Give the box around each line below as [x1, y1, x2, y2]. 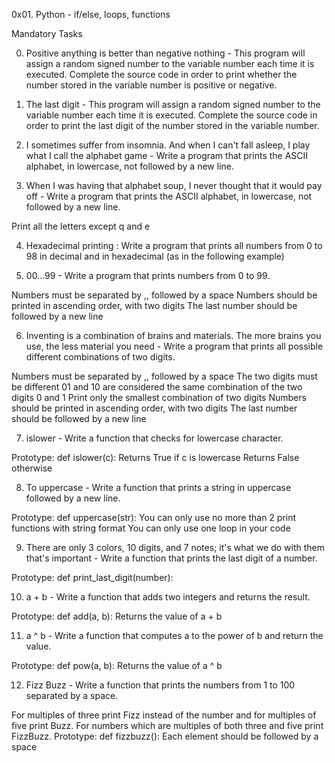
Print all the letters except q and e [11, 220, 151, 232]
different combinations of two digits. [25, 351, 176, 363]
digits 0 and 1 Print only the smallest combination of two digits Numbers [11, 392, 307, 403]
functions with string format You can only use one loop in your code [11, 522, 291, 534]
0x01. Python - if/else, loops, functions [11, 9, 171, 20]
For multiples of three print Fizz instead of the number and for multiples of [11, 709, 317, 721]
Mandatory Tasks [11, 28, 83, 39]
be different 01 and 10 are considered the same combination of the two [11, 381, 303, 393]
